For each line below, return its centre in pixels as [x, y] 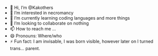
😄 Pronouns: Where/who [36, 36]
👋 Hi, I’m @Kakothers [32, 8]
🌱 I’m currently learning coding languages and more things [70, 18]
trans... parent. [25, 48]
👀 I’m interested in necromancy [41, 13]
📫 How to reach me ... [33, 29]
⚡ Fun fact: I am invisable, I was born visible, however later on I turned [81, 41]
